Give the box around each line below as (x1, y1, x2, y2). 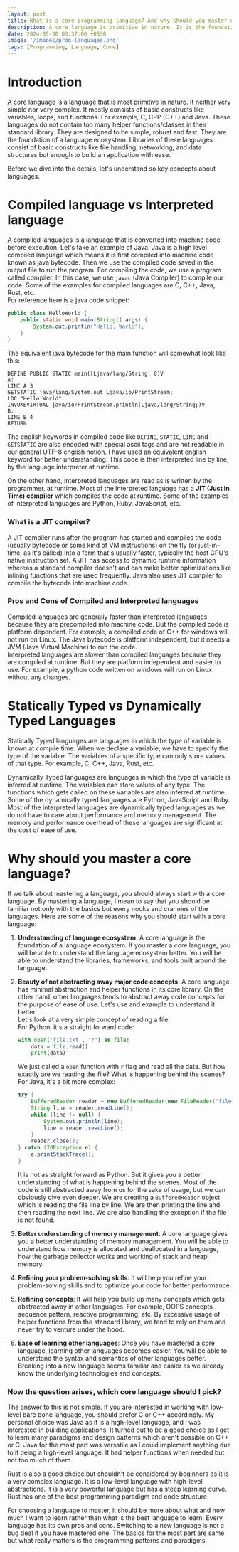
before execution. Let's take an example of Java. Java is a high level (7, 243, 208, 251)
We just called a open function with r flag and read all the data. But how (17, 1063, 226, 1071)
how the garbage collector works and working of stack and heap (17, 1252, 208, 1260)
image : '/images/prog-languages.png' (7, 37, 119, 44)
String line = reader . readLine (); (31, 1105, 133, 1112)
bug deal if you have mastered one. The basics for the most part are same (7, 1529, 225, 1537)
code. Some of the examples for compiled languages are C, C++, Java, (7, 280, 216, 289)
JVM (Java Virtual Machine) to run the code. (7, 642, 137, 651)
